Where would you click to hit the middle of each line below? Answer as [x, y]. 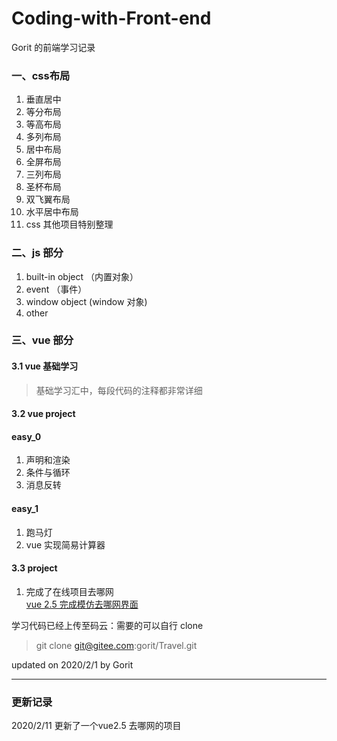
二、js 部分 [37, 253]
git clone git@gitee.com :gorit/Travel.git [116, 645]
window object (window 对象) [86, 301]
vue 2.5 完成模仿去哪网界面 [82, 604]
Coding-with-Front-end [111, 18]
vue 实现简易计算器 [65, 544]
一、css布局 [41, 75]
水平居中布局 [52, 212]
